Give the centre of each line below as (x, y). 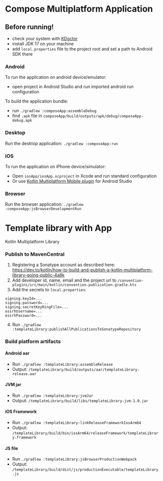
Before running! (29, 27)
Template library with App (58, 228)
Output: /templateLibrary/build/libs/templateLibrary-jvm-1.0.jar (80, 400)
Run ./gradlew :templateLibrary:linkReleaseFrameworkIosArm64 (77, 422)
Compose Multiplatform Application (79, 9)
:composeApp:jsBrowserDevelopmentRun (43, 209)
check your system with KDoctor (45, 38)
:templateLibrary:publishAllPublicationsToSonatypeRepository (76, 329)
